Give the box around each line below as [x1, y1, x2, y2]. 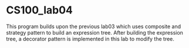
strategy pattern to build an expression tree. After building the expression [6, 29, 184, 36]
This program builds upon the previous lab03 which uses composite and [6, 23, 181, 30]
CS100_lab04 [6, 4, 73, 17]
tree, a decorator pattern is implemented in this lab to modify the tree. [6, 35, 175, 42]
